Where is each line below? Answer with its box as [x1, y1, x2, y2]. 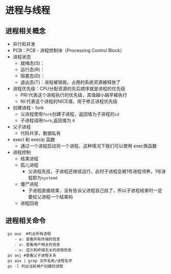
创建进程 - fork [12, 105, 44, 111]
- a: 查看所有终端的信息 [14, 236, 60, 242]
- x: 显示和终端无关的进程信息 [14, 248, 72, 253]
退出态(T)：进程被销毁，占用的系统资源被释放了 [20, 79, 121, 85]
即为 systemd [32, 175, 58, 181]
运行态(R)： [20, 67, 45, 72]
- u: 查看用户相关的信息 [14, 242, 60, 247]
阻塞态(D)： [20, 73, 45, 79]
